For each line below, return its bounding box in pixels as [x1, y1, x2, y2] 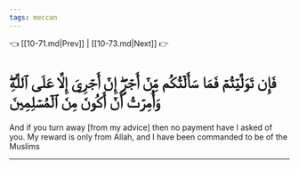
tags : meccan [9, 12, 58, 22]
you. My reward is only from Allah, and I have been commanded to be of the [9, 131, 287, 142]
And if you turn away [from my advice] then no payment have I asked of [9, 122, 273, 133]
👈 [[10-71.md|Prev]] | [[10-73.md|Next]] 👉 [9, 37, 169, 49]
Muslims [9, 141, 40, 151]
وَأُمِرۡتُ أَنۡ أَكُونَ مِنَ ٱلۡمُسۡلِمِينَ [9, 92, 160, 112]
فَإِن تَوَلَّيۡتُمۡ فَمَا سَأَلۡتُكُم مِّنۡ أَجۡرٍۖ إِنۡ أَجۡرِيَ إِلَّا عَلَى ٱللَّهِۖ [9, 72, 277, 93]
